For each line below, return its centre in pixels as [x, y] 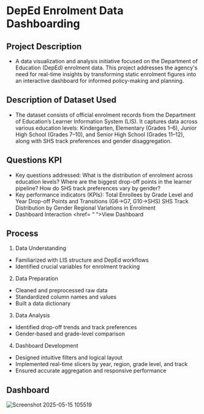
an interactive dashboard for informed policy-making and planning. [100, 81]
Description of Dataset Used [62, 100]
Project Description [44, 46]
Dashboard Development [47, 346]
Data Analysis [32, 315]
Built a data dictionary [43, 303]
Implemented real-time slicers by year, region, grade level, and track [101, 364]
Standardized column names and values [66, 297]
